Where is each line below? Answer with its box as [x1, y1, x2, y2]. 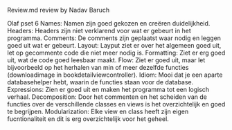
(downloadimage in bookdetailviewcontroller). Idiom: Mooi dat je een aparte [7, 71, 223, 79]
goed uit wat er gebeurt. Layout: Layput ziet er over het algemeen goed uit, [7, 41, 222, 49]
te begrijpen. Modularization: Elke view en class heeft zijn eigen [7, 107, 189, 115]
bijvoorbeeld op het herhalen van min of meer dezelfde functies [7, 64, 189, 71]
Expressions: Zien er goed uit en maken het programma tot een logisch [7, 86, 210, 93]
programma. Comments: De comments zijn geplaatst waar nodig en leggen [7, 34, 222, 42]
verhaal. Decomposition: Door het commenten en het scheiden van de [7, 93, 208, 101]
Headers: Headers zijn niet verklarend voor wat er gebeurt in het [7, 27, 192, 35]
